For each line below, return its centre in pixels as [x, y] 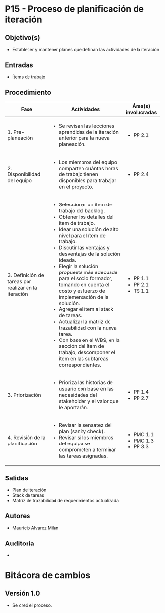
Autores [18, 516]
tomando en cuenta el [84, 284]
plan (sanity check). [82, 431]
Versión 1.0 [23, 593]
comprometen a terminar [87, 449]
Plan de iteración [29, 490]
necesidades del [78, 395]
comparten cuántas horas [89, 168]
